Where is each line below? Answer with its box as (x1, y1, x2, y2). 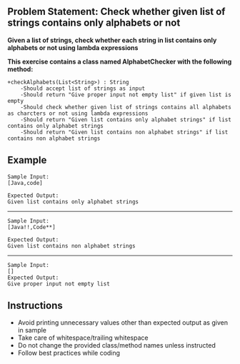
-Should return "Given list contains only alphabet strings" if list (20, 116, 232, 123)
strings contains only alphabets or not (7, 17, 181, 29)
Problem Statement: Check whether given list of (7, 6, 226, 18)
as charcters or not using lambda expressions (7, 110, 149, 117)
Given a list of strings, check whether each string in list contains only (7, 36, 217, 44)
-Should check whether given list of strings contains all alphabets (20, 103, 232, 111)
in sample (17, 326, 47, 335)
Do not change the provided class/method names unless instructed (17, 341, 216, 350)
